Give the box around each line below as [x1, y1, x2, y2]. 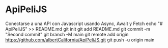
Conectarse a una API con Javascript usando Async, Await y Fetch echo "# [5, 20, 163, 27]
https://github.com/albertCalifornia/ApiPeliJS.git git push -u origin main [5, 37, 155, 43]
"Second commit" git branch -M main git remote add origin [5, 31, 129, 37]
